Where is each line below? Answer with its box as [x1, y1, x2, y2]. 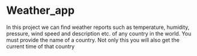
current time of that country [6, 43, 75, 50]
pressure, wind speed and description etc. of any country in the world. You [6, 30, 192, 37]
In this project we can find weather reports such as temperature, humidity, [6, 23, 190, 31]
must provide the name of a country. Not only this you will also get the [6, 36, 180, 43]
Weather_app [6, 4, 75, 17]
